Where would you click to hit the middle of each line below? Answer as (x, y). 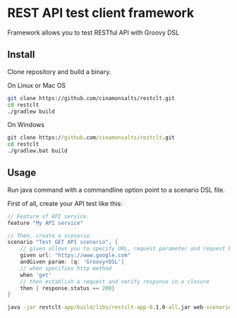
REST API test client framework (101, 13)
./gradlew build (31, 111)
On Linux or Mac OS (37, 85)
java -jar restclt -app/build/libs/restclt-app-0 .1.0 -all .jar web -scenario (120, 307)
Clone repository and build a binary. (59, 71)
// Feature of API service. (49, 216)
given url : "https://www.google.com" (75, 255)
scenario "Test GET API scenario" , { (63, 242)
